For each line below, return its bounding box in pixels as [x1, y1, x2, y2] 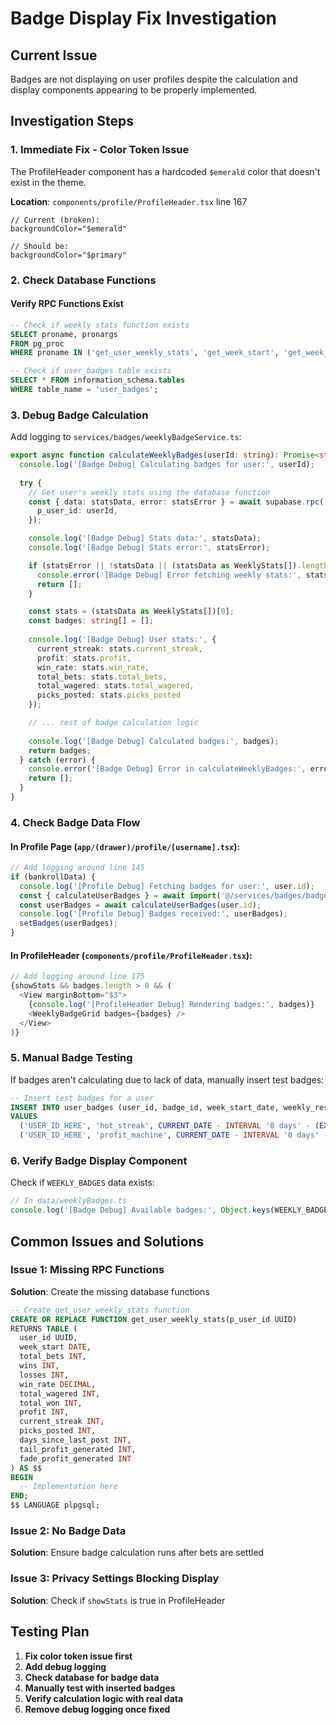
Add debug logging [24, 1660, 107, 1672]
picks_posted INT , [19, 1426, 97, 1436]
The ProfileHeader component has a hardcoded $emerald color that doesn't [10, 165, 321, 177]
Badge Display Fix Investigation [10, 7, 278, 30]
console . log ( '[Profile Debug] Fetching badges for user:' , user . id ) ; [19, 881, 315, 891]
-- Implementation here [19, 1482, 118, 1492]
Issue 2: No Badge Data [10, 1524, 127, 1538]
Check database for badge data [24, 1671, 160, 1683]
